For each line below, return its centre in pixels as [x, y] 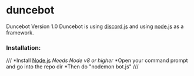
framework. [20, 32]
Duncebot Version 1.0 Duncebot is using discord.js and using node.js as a [95, 26]
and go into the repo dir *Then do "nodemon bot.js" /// [73, 67]
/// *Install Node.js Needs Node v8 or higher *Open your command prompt [97, 61]
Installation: [24, 47]
